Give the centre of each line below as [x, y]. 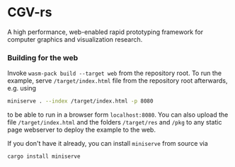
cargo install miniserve [44, 156]
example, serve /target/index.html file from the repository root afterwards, [117, 81]
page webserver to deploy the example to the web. [81, 130]
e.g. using [22, 88]
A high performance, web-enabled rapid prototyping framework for [105, 32]
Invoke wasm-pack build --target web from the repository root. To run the [114, 73]
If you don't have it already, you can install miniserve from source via [108, 144]
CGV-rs [30, 12]
